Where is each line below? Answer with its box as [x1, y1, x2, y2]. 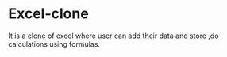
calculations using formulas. [8, 39, 101, 48]
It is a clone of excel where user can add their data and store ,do [8, 31, 220, 40]
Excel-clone [8, 5, 89, 23]
